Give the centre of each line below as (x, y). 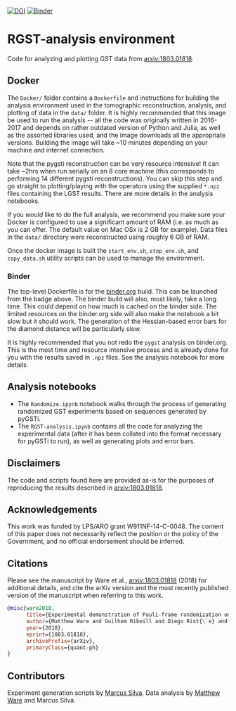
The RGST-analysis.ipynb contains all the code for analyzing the (110, 426)
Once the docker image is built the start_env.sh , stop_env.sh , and (103, 250)
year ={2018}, (45, 628)
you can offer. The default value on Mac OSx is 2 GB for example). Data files (118, 229)
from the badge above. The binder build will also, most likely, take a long (112, 299)
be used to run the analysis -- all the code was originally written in (103, 120)
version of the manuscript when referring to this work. (85, 595)
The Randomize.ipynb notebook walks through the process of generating (122, 403)
